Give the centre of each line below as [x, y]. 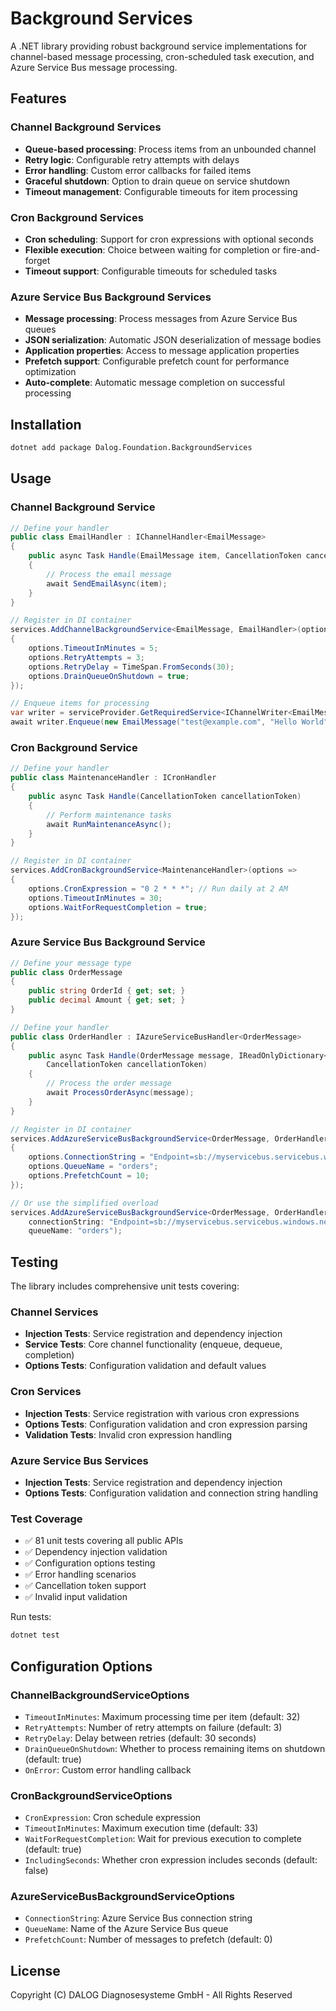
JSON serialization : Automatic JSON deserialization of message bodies [173, 340]
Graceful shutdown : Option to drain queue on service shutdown [157, 181]
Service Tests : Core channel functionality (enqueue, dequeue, [153, 1344]
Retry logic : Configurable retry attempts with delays [132, 159]
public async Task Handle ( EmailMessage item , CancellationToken [165, 556]
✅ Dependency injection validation [96, 1552]
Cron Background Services [77, 217]
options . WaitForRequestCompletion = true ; [118, 907]
